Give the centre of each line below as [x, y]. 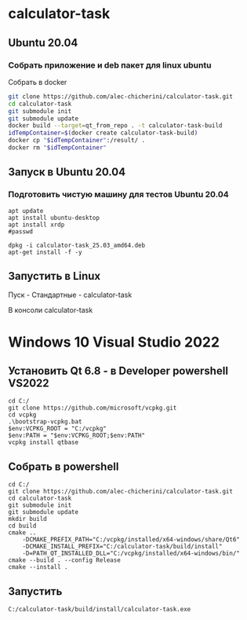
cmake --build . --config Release [65, 560]
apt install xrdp [36, 225]
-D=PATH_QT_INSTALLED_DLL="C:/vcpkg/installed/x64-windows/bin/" [131, 554]
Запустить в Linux [54, 276]
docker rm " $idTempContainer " [58, 148]
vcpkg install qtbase [44, 442]
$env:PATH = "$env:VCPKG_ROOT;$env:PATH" [77, 436]
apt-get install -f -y [45, 252]
